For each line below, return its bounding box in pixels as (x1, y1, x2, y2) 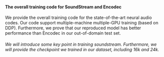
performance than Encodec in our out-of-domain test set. (5, 30, 121, 36)
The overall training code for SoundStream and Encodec (5, 4, 121, 10)
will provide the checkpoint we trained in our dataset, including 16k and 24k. (5, 46, 160, 52)
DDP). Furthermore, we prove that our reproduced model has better (5, 25, 141, 31)
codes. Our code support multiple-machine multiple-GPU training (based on (5, 20, 159, 26)
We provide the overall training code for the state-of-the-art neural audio (5, 15, 152, 20)
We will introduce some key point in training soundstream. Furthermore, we (5, 41, 157, 47)
